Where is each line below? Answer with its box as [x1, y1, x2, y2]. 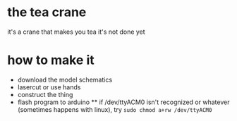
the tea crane [7, 4, 87, 20]
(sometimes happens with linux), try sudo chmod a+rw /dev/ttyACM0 [17, 105, 212, 113]
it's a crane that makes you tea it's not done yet [7, 27, 146, 36]
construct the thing [17, 90, 73, 98]
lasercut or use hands [17, 82, 81, 91]
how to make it [7, 52, 95, 68]
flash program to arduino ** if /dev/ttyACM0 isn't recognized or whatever [17, 98, 230, 106]
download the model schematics [17, 75, 113, 84]
